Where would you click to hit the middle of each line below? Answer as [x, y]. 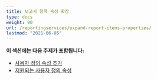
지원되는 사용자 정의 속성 [43, 70]
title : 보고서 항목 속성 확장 [38, 11]
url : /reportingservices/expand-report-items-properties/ [79, 28]
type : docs [19, 17]
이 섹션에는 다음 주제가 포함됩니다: [45, 51]
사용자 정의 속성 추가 [38, 63]
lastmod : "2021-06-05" [34, 33]
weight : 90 [19, 22]
